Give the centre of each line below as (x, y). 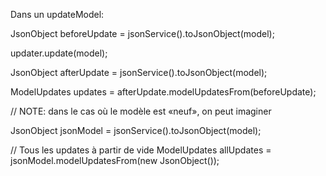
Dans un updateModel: (57, 14)
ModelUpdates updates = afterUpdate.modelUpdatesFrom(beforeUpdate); (163, 92)
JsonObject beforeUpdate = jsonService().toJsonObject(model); (142, 33)
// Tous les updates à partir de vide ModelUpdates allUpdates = (141, 150)
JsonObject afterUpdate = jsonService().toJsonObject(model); (139, 72)
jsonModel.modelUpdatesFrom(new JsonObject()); (115, 160)
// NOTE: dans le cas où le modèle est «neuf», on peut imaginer (141, 111)
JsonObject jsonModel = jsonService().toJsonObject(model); (136, 130)
